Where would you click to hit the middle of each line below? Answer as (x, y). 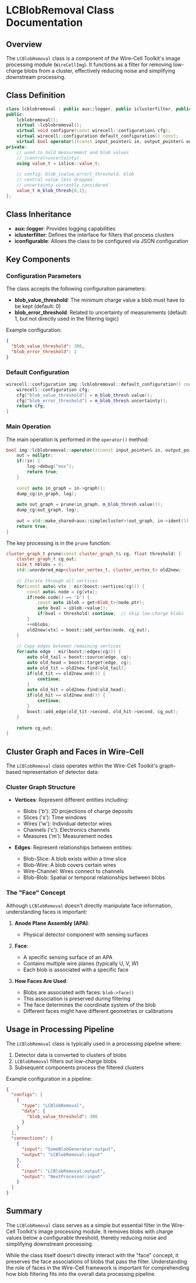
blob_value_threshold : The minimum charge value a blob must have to (99, 300)
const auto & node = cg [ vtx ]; (62, 592)
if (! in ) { (29, 461)
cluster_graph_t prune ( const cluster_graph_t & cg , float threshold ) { (94, 554)
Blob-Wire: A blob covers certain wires (70, 865)
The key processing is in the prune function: (59, 543)
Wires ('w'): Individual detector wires (67, 824)
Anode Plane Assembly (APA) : (52, 923)
